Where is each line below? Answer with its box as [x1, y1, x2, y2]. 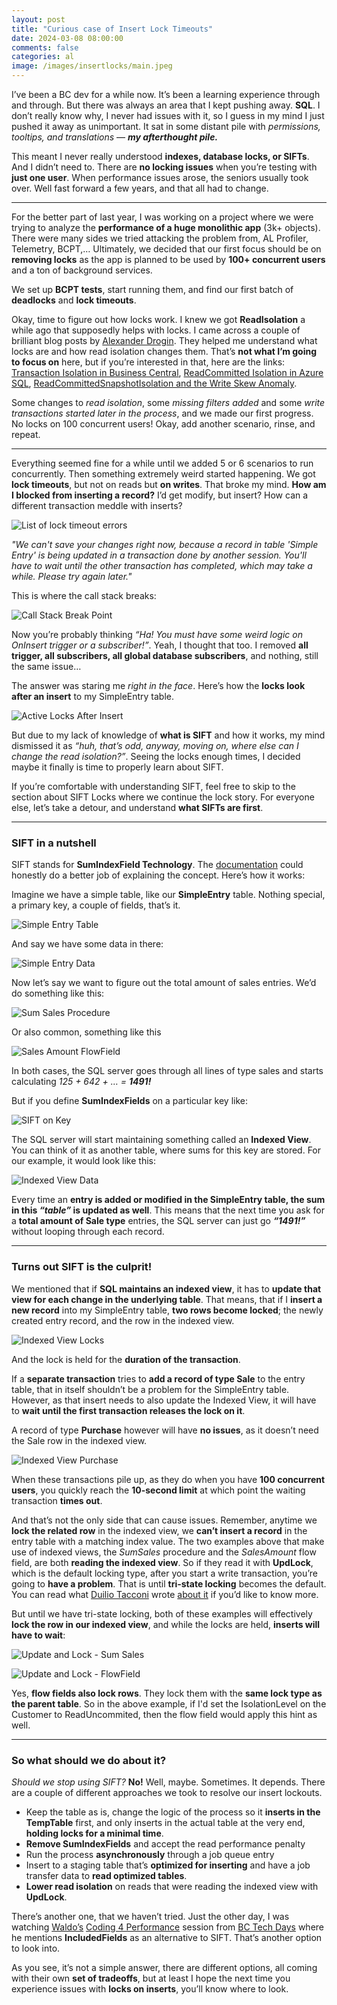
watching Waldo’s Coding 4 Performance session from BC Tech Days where [11, 1921, 324, 1933]
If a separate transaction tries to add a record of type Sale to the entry [11, 1372, 306, 1385]
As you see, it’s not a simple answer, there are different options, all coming [11, 1961, 318, 1973]
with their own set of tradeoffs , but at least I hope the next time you [11, 1972, 291, 1984]
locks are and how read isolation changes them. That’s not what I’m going [11, 346, 318, 357]
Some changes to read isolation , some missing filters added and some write [11, 397, 326, 408]
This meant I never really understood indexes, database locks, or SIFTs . [11, 151, 310, 162]
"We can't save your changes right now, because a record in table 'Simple [11, 539, 319, 550]
